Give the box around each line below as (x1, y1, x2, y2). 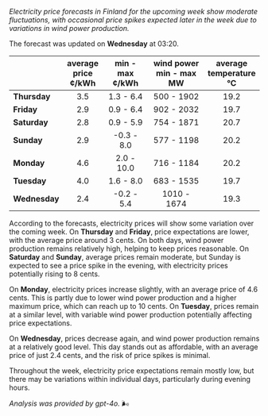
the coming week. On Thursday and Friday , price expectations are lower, (9, 227, 250, 237)
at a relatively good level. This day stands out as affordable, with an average (9, 342, 258, 352)
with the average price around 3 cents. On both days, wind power (9, 236, 224, 245)
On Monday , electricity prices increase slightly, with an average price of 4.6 (9, 285, 258, 294)
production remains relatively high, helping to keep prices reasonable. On (9, 244, 250, 253)
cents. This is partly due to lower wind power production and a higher (9, 293, 237, 302)
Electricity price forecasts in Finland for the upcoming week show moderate (9, 7, 258, 16)
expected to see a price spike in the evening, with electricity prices (9, 261, 229, 270)
